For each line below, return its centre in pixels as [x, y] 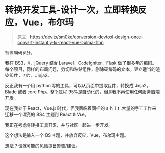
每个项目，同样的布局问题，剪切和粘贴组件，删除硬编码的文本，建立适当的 [80, 69]
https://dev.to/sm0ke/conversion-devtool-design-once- [87, 37]
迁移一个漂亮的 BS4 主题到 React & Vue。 [47, 114]
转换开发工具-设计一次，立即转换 [72, 10]
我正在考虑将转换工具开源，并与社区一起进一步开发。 [59, 125]
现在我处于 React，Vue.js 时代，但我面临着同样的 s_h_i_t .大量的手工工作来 [81, 108]
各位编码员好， [20, 52]
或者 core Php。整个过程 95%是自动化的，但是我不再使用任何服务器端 [89, 92]
